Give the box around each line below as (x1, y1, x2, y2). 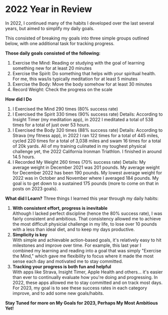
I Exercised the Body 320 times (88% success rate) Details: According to (12, 127, 163, 133)
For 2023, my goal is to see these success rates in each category (12, 284, 147, 291)
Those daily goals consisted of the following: (5, 50, 101, 56)
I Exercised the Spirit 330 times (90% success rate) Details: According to (12, 111, 163, 117)
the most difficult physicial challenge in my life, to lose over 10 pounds (12, 221, 157, 227)
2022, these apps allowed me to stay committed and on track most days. (12, 279, 163, 285)
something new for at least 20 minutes (12, 65, 92, 71)
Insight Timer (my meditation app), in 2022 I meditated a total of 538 (12, 116, 153, 122)
